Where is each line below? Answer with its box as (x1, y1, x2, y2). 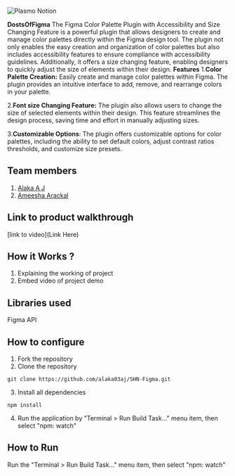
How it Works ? (7, 250, 75, 263)
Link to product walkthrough (7, 212, 134, 224)
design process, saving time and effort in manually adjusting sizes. (7, 116, 200, 124)
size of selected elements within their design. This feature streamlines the (7, 109, 221, 117)
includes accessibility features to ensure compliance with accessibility (7, 50, 210, 58)
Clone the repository (17, 362, 77, 371)
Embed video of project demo (17, 276, 104, 285)
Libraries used (7, 297, 72, 309)
